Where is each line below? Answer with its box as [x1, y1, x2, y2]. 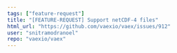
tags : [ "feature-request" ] [7, 10, 85, 17]
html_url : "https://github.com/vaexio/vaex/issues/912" [7, 23, 171, 30]
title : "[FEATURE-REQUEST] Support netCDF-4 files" [7, 17, 158, 23]
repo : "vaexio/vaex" [7, 36, 67, 43]
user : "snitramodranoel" [7, 29, 79, 36]
